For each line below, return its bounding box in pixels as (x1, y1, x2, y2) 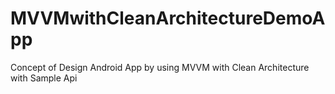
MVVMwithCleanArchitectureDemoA (10, 7, 326, 30)
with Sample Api (10, 72, 78, 84)
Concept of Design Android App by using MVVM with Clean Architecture (10, 61, 310, 73)
